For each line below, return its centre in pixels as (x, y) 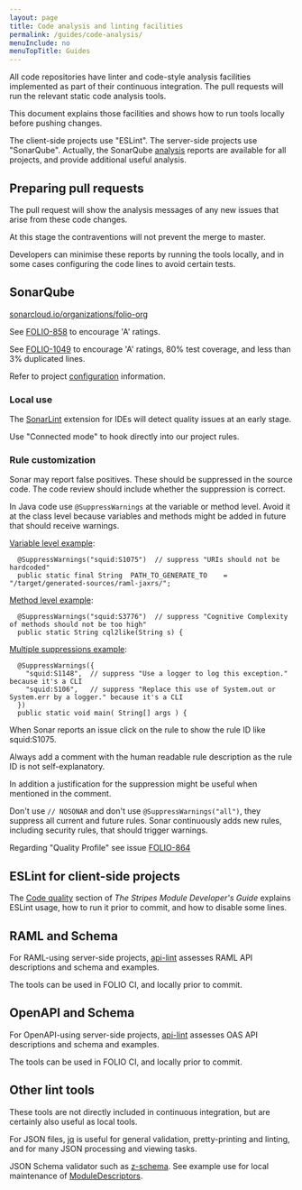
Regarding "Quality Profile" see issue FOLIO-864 (100, 848)
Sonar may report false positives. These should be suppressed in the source (151, 480)
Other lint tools (52, 1090)
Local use (31, 400)
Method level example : (51, 600)
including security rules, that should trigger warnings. (109, 830)
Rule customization (53, 459)
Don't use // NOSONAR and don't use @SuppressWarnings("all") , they (135, 811)
